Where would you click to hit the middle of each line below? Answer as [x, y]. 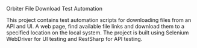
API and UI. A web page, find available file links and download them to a [95, 26]
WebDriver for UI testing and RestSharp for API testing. [74, 39]
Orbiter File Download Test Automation [54, 9]
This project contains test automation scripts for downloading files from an [99, 20]
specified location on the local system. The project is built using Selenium [98, 33]
